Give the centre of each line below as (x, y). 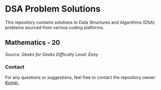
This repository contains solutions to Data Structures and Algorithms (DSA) (80, 22)
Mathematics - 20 (33, 43)
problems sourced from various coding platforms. (55, 27)
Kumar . (13, 83)
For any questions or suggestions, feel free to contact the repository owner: (81, 77)
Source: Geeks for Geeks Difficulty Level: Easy (52, 54)
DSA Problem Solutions (53, 9)
